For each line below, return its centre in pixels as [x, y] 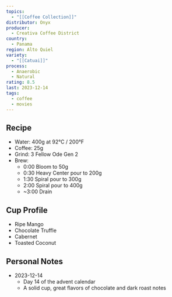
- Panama [22, 45]
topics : [15, 11]
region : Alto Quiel [30, 50]
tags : [13, 93]
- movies [22, 104]
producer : [18, 28]
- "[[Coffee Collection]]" [44, 17]
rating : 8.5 [20, 83]
